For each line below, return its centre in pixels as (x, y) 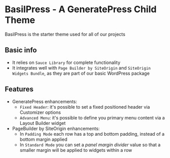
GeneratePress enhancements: (45, 101)
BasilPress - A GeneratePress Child (81, 9)
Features (19, 89)
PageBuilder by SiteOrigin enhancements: (56, 129)
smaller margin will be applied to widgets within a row (76, 150)
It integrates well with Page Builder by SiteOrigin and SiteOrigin (81, 68)
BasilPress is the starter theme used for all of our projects (65, 34)
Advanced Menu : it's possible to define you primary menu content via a (92, 117)
